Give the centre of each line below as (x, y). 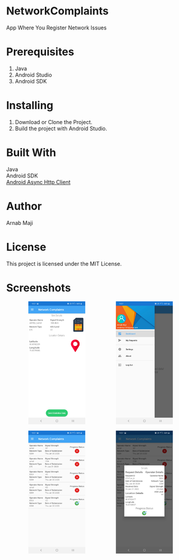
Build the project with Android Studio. (61, 128)
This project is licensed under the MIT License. (64, 264)
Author (24, 206)
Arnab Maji (20, 222)
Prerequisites (40, 52)
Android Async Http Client (38, 182)
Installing (30, 106)
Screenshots (39, 287)
